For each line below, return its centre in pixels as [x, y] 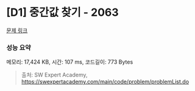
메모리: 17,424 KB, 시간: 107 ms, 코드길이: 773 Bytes [70, 62]
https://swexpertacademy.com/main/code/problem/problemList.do [105, 82]
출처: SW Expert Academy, [54, 75]
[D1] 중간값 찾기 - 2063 [62, 12]
